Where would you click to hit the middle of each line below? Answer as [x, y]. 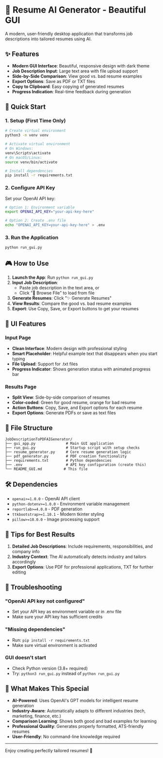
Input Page [18, 338]
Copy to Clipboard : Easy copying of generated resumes [68, 86]
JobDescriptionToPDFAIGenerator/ [39, 439]
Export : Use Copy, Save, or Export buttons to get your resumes [75, 309]
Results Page [21, 387]
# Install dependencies [29, 171]
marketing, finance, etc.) [37, 716]
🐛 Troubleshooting [33, 587]
